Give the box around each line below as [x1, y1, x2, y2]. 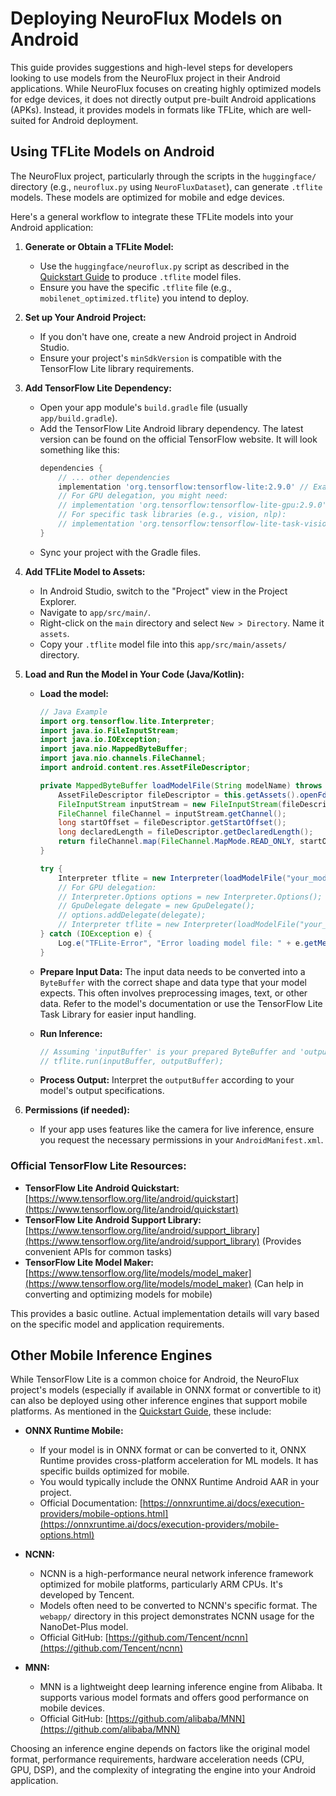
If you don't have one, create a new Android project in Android [39, 330, 297, 342]
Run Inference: [39, 1027, 103, 1039]
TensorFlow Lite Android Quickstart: [24, 1182, 180, 1194]
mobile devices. [39, 1702, 106, 1714]
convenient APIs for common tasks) [24, 1245, 173, 1257]
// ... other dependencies [58, 472, 171, 482]
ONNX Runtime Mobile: [24, 1425, 124, 1437]
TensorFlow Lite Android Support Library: [24, 1213, 202, 1226]
